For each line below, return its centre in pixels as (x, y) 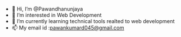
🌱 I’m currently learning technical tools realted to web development (93, 21)
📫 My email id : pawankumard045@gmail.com (68, 28)
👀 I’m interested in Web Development (57, 15)
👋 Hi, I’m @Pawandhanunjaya (47, 9)
